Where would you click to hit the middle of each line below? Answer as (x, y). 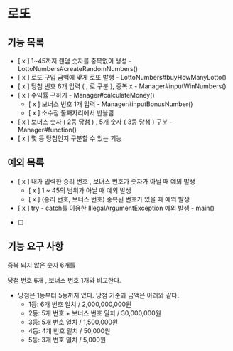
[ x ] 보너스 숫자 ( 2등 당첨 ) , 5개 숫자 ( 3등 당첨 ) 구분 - (95, 122)
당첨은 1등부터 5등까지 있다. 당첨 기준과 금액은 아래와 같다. (98, 295)
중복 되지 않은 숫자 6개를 (42, 265)
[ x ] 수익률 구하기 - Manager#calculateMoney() (86, 95)
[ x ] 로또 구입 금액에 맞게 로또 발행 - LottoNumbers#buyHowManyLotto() (122, 77)
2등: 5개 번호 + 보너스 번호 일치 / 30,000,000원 (94, 313)
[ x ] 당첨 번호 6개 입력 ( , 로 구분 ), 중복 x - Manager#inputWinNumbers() (122, 86)
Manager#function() (47, 130)
